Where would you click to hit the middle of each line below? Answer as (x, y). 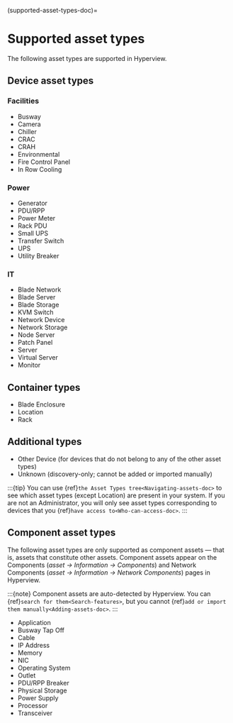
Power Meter (36, 218)
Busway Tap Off (41, 630)
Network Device (41, 320)
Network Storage (42, 327)
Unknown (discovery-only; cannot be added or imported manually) (115, 474)
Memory (30, 653)
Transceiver (35, 713)
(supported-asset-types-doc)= (52, 10)
